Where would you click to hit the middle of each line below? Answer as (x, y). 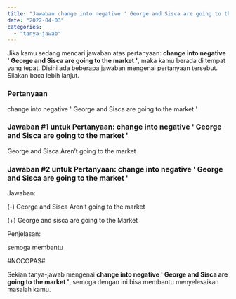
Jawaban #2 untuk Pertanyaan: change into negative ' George (115, 169)
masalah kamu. (29, 290)
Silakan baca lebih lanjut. (43, 76)
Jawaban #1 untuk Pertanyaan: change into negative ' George (114, 127)
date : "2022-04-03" (36, 20)
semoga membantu (35, 248)
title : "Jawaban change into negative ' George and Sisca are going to (114, 14)
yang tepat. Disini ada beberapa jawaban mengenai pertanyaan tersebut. (113, 68)
